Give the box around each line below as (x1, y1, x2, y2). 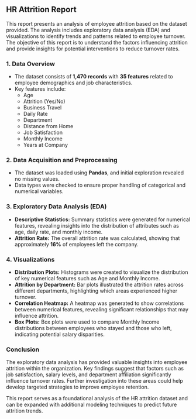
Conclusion (6, 345, 40, 353)
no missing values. (14, 176, 60, 183)
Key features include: (14, 85, 66, 92)
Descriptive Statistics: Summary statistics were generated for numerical (14, 216, 191, 223)
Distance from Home (23, 123, 74, 130)
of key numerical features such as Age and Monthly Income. (14, 275, 160, 281)
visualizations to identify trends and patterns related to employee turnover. (6, 32, 186, 40)
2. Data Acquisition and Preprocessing (6, 156, 118, 164)
